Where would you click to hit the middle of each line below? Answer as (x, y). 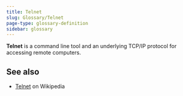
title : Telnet (24, 12)
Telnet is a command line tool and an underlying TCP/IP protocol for (91, 46)
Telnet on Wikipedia (40, 86)
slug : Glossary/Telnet (35, 18)
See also (23, 71)
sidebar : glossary (29, 29)
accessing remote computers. (44, 53)
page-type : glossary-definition (47, 23)
